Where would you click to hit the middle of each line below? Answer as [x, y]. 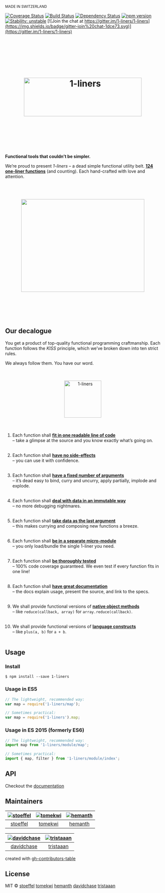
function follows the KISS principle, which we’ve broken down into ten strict [82, 348]
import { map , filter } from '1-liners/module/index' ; [63, 759]
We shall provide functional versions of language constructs [74, 626]
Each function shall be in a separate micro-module [64, 540]
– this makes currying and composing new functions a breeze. [75, 526]
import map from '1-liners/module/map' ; [47, 745]
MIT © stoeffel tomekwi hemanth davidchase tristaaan [60, 886]
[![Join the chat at [66, 21]
